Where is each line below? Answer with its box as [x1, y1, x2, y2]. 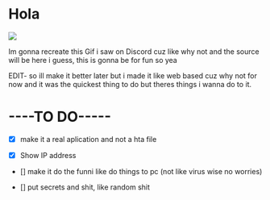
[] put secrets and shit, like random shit [19, 182, 151, 192]
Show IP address [19, 150, 77, 160]
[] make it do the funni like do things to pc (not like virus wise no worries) [19, 167, 263, 176]
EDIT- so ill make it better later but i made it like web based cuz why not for [8, 70, 258, 81]
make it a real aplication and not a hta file [19, 134, 157, 144]
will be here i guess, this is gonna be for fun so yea [8, 55, 177, 65]
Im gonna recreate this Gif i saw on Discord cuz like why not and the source [8, 46, 260, 56]
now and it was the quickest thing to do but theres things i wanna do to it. [8, 79, 252, 89]
